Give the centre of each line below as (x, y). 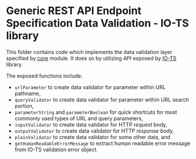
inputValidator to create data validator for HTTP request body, (91, 124)
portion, (24, 106)
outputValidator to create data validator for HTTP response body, (94, 131)
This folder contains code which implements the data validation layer (89, 52)
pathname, (28, 93)
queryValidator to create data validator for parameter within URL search (102, 99)
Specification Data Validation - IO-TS (98, 23)
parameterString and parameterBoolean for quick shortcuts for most (96, 112)
